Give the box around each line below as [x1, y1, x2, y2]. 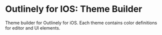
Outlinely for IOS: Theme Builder [5, 3, 142, 15]
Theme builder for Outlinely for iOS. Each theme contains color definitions [5, 20, 157, 26]
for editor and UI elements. [5, 25, 60, 31]
